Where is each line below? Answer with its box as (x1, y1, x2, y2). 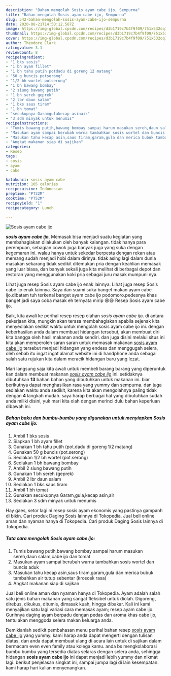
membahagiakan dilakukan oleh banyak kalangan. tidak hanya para (6, 239, 146, 245)
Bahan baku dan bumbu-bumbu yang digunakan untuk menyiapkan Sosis (6, 415, 165, 421)
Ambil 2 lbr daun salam (13, 476, 61, 482)
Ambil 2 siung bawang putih (13, 465, 72, 471)
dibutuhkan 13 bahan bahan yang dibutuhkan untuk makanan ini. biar (6, 376, 150, 382)
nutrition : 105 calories (6, 182, 58, 187)
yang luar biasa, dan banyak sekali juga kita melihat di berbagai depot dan (6, 266, 161, 272)
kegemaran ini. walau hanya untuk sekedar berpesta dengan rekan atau (6, 250, 156, 256)
